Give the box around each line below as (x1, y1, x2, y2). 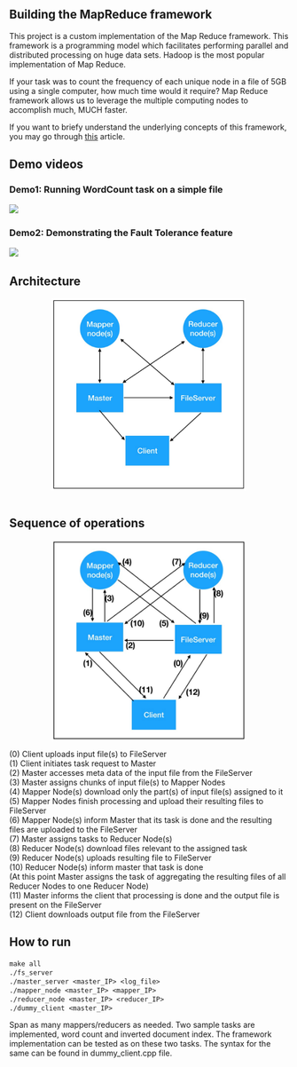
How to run (9, 935, 72, 950)
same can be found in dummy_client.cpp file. (9, 1047, 173, 1058)
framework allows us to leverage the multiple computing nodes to (9, 95, 248, 106)
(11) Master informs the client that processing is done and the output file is (9, 889, 280, 900)
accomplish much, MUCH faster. (9, 104, 129, 115)
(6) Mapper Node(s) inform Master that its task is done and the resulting (9, 814, 273, 825)
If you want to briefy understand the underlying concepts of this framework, (9, 122, 287, 132)
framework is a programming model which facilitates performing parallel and (9, 40, 289, 51)
